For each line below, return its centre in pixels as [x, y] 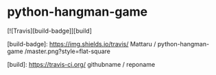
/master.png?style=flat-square [68, 51]
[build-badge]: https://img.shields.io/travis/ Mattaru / [82, 44]
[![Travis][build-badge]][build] [50, 31]
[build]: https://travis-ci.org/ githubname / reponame [81, 64]
